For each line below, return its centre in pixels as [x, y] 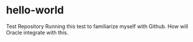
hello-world [35, 10]
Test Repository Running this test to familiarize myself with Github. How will [97, 26]
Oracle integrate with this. [37, 32]
